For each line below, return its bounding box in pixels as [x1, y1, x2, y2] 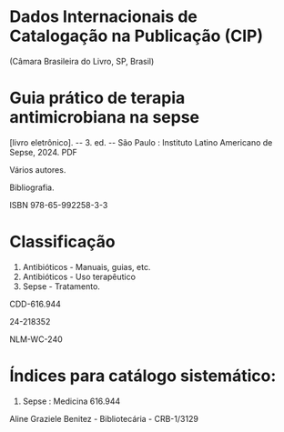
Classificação [9, 232, 116, 252]
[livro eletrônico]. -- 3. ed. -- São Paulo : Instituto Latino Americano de [9, 136, 273, 147]
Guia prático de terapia [9, 88, 186, 108]
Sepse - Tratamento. [22, 280, 100, 292]
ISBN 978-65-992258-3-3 [9, 199, 108, 210]
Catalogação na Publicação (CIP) [9, 25, 264, 46]
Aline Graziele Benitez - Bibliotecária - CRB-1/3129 [9, 413, 198, 424]
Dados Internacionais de [9, 6, 198, 27]
